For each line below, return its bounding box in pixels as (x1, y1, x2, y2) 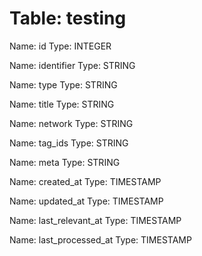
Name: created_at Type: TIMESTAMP (9, 175, 162, 187)
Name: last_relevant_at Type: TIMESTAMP (9, 214, 182, 226)
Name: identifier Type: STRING (9, 59, 136, 71)
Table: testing (9, 7, 127, 30)
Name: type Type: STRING (9, 78, 118, 91)
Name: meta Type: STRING (9, 156, 121, 168)
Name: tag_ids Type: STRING (9, 137, 129, 149)
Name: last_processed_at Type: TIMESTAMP (9, 233, 192, 246)
